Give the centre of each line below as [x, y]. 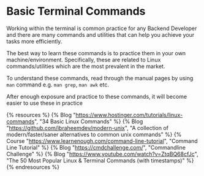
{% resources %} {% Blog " [41, 115]
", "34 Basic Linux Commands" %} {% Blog [89, 121]
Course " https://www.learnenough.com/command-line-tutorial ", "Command [102, 141]
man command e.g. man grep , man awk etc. [58, 85]
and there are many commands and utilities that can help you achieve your [100, 34]
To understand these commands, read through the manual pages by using [100, 78]
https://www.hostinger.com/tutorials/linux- [129, 115]
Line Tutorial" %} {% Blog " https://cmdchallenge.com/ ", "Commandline [96, 147]
